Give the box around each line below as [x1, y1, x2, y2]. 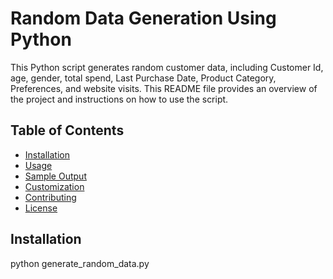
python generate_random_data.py [10, 257, 150, 269]
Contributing [24, 191, 77, 203]
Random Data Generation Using [10, 7, 277, 30]
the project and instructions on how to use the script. [10, 93, 229, 105]
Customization [24, 180, 85, 192]
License [24, 202, 58, 214]
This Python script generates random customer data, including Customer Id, [10, 61, 324, 73]
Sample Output [24, 170, 87, 182]
